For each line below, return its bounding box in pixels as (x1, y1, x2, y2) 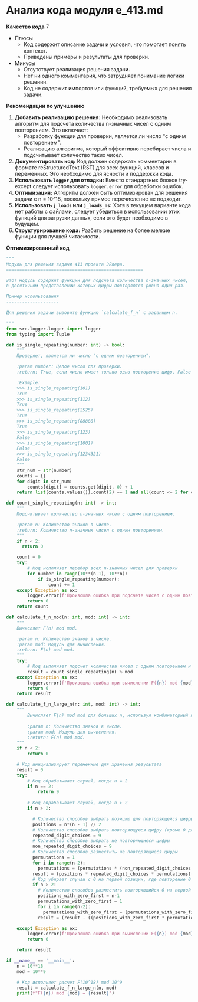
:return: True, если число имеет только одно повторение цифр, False (16, 369, 192, 375)
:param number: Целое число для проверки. (16, 364, 123, 369)
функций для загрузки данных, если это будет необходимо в (14, 214, 168, 221)
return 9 (37, 789, 60, 795)
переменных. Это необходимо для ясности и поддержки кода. (14, 170, 174, 177)
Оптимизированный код (6, 244, 70, 251)
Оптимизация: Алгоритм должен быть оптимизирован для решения (14, 189, 188, 196)
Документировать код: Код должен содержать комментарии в (14, 158, 177, 165)
